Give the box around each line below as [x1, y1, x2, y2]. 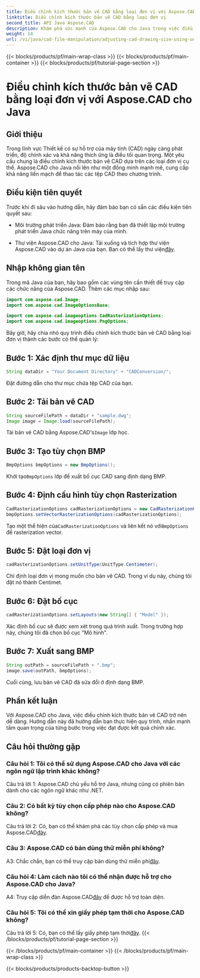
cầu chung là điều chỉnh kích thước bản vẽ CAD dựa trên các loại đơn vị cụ [6, 158, 189, 165]
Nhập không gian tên [6, 263, 85, 273]
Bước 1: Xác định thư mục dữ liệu [6, 353, 130, 363]
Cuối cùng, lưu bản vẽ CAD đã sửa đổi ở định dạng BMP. [6, 678, 145, 686]
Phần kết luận [6, 696, 58, 706]
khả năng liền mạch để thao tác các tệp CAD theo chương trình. [6, 171, 162, 177]
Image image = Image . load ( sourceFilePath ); [6, 418, 116, 424]
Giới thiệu [6, 129, 43, 139]
